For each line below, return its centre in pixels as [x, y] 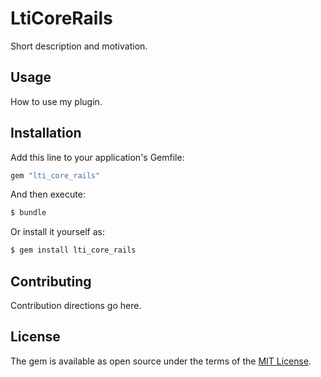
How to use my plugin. [56, 101]
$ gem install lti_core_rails [73, 250]
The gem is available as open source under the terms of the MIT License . [161, 361]
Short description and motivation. [79, 46]
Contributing [51, 281]
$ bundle [28, 213]
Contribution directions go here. [76, 305]
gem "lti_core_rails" [55, 175]
